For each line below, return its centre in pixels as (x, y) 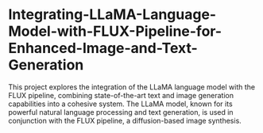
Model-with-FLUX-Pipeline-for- (115, 31)
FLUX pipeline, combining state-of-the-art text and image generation (121, 95)
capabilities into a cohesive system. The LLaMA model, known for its (120, 104)
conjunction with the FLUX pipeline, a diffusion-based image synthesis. (125, 120)
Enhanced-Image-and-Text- (103, 48)
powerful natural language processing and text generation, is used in (121, 112)
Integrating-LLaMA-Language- (112, 15)
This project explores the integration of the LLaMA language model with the (132, 87)
